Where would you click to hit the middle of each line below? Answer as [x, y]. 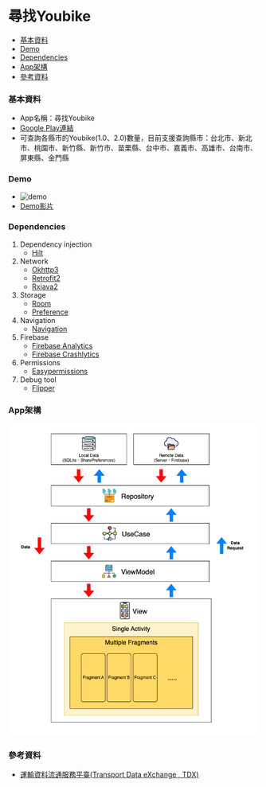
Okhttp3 [45, 269]
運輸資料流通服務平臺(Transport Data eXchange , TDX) [109, 774]
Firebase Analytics [62, 345]
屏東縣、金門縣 [44, 158]
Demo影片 [37, 206]
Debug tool [38, 380]
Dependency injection [56, 244]
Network [34, 261]
